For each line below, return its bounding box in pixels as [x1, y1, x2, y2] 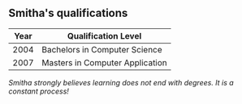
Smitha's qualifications [8, 6, 128, 20]
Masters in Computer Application [41, 56, 168, 68]
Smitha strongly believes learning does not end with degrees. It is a [8, 77, 234, 87]
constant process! [8, 86, 69, 96]
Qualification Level [67, 30, 142, 41]
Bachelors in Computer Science [41, 44, 162, 55]
